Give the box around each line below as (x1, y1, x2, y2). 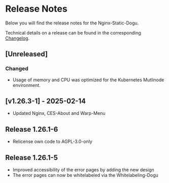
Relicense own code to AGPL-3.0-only (12, 138, 92, 145)
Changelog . (5, 35, 29, 41)
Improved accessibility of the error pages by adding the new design (12, 167, 155, 173)
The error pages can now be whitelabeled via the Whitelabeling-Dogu (12, 172, 159, 178)
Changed (5, 65, 29, 72)
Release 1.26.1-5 (5, 153, 58, 162)
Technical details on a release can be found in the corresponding (5, 29, 141, 36)
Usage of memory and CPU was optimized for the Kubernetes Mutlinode (12, 77, 164, 83)
